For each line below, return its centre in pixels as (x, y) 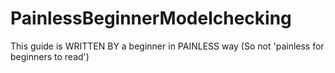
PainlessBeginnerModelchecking (151, 18)
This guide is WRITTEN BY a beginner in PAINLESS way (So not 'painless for (167, 46)
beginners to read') (50, 56)
